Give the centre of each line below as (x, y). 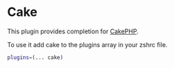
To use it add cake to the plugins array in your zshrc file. (87, 44)
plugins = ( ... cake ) (35, 57)
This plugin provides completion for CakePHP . (73, 31)
